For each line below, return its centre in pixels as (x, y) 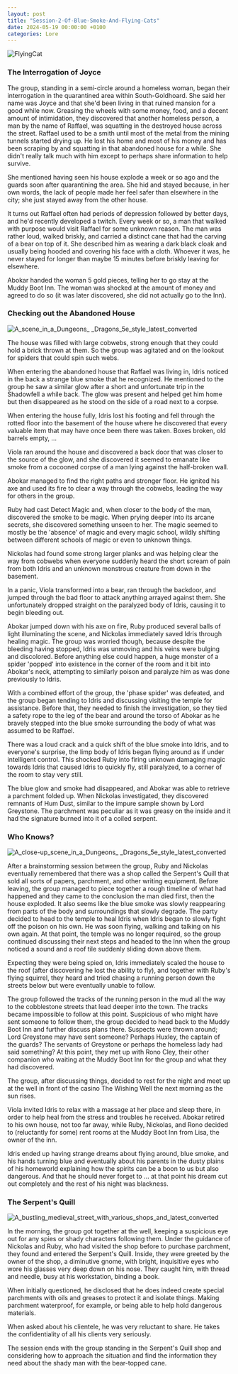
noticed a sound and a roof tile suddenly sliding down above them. (104, 949)
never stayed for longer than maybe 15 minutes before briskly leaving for (113, 258)
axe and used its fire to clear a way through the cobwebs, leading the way (115, 488)
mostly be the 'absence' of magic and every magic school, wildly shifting (114, 532)
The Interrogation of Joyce (54, 72)
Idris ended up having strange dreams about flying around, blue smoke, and (118, 1154)
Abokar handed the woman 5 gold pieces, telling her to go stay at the (108, 280)
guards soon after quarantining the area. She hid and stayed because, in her (118, 185)
